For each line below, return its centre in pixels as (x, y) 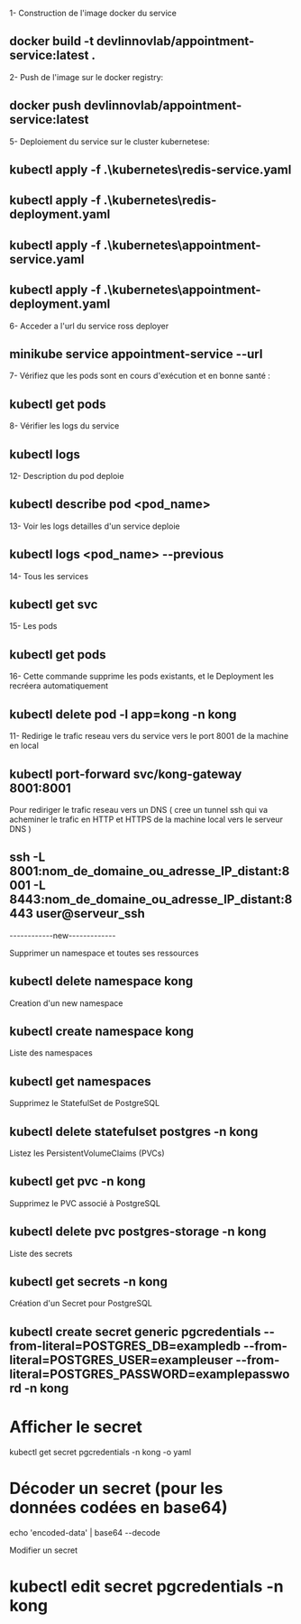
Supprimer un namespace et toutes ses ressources (104, 953)
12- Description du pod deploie (67, 476)
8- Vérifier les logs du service (64, 426)
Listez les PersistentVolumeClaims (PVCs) (87, 1153)
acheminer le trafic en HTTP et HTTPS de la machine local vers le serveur (146, 819)
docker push (46, 106)
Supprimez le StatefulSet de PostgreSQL (85, 1103)
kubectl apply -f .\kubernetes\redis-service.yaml (150, 170)
